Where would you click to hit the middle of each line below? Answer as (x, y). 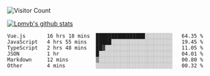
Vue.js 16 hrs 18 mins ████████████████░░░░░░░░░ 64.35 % (105, 36)
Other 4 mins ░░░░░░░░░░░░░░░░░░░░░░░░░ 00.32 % (105, 66)
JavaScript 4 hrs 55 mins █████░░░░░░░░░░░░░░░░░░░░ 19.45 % (105, 42)
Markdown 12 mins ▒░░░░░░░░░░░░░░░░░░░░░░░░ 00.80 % (105, 60)
